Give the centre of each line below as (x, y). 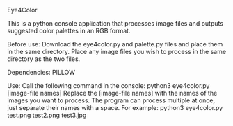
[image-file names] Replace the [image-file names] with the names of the (112, 93)
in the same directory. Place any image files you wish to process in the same (117, 52)
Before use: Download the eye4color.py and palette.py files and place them (115, 44)
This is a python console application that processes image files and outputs (115, 23)
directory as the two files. (44, 59)
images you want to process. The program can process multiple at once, (111, 100)
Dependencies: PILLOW (41, 72)
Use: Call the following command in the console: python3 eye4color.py (109, 85)
